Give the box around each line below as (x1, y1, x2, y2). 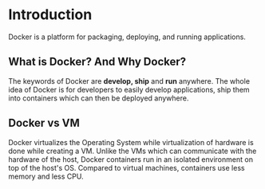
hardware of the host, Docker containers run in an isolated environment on (8, 154, 254, 164)
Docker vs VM (8, 116, 80, 130)
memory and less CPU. (8, 171, 84, 181)
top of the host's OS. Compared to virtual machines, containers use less (8, 163, 245, 172)
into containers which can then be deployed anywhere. (8, 93, 189, 103)
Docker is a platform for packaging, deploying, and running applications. (8, 32, 246, 41)
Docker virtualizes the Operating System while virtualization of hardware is (8, 137, 254, 147)
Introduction (8, 6, 93, 24)
